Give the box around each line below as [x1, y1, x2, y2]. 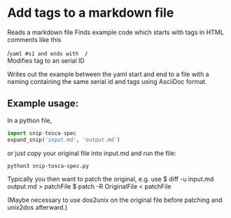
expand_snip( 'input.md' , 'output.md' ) [7, 136, 120, 143]
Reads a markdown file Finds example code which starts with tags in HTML [7, 28, 224, 36]
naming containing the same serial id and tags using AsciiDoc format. [7, 77, 208, 85]
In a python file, [7, 116, 52, 124]
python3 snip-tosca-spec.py [7, 162, 90, 169]
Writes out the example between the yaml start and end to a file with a [7, 70, 209, 78]
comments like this [7, 35, 62, 43]
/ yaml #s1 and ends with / [7, 49, 89, 57]
